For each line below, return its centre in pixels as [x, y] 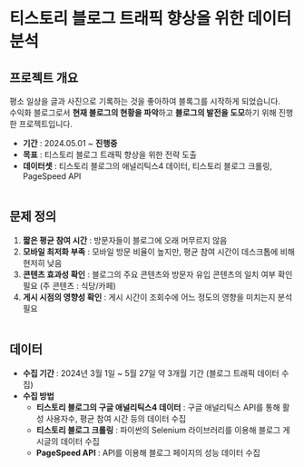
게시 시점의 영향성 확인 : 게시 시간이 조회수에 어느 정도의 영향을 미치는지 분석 [157, 297]
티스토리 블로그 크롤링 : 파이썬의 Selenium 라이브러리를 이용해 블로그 [158, 430]
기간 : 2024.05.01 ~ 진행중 [70, 143]
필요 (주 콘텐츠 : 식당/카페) [69, 285]
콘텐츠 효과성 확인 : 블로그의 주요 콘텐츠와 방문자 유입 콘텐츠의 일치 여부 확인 [157, 274]
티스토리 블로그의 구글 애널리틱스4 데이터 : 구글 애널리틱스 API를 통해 [158, 407]
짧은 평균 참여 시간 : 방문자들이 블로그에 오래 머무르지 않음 [125, 240]
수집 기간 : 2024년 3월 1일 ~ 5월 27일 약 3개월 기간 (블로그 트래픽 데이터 [151, 373]
